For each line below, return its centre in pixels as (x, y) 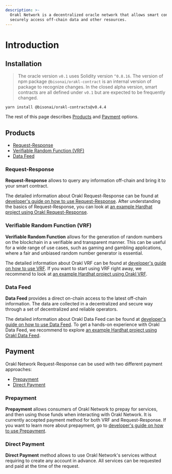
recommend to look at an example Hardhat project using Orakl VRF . (76, 274)
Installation (24, 64)
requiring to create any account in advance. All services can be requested (83, 461)
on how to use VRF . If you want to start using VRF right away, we (73, 268)
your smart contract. (27, 186)
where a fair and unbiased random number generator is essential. (74, 253)
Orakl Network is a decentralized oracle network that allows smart (84, 15)
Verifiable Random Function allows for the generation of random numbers (84, 237)
